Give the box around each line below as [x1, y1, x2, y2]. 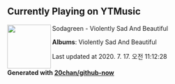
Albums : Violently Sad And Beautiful [52, 38, 157, 46]
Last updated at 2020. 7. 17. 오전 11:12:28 [52, 52, 167, 60]
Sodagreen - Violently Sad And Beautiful [52, 24, 169, 32]
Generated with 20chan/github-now [7, 69, 115, 77]
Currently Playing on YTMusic [7, 6, 141, 17]
